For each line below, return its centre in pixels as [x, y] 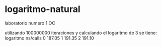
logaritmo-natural [43, 9]
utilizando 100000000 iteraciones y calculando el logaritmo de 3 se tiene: [81, 32]
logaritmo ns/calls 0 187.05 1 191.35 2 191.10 [49, 38]
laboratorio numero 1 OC [30, 23]
